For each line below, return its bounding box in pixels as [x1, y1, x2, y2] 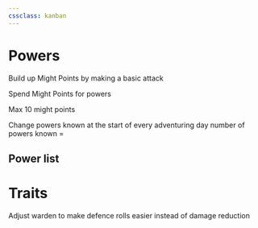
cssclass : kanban [8, 11, 67, 20]
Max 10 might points [8, 104, 76, 114]
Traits [8, 184, 48, 202]
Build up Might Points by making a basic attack [8, 73, 164, 83]
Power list [8, 151, 60, 165]
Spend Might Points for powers [8, 89, 111, 98]
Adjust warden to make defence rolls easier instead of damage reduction [8, 210, 250, 220]
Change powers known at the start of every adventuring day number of [8, 120, 245, 130]
